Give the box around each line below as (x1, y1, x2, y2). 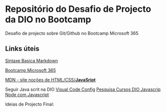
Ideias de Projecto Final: (5, 101, 55, 107)
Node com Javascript (5, 91, 49, 97)
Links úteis (5, 44, 40, 53)
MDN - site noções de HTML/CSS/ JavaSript (5, 76, 96, 82)
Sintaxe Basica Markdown (5, 58, 58, 64)
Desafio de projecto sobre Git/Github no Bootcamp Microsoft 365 (5, 30, 139, 36)
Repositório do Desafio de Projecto (5, 3, 151, 15)
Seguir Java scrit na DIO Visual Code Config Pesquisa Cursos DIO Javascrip (5, 86, 161, 92)
